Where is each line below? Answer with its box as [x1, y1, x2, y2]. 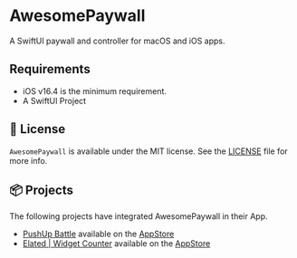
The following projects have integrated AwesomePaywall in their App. [9, 211, 269, 222]
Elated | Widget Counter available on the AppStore [22, 238, 211, 249]
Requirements [9, 62, 91, 77]
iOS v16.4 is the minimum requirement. [22, 85, 168, 96]
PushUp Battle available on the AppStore [22, 228, 175, 240]
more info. [9, 155, 48, 166]
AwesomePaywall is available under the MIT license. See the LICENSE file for [9, 146, 288, 157]
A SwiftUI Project [22, 95, 87, 106]
